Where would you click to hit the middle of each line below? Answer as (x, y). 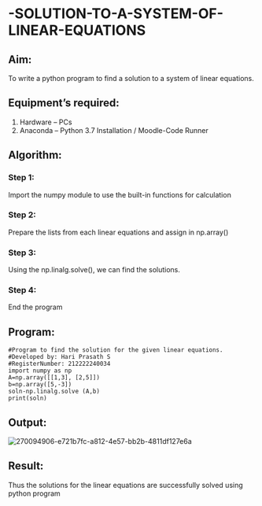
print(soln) (28, 398)
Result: (26, 466)
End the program (35, 307)
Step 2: (22, 215)
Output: (28, 422)
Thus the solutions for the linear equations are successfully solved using (126, 485)
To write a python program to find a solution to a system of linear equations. (131, 78)
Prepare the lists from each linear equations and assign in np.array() (118, 232)
